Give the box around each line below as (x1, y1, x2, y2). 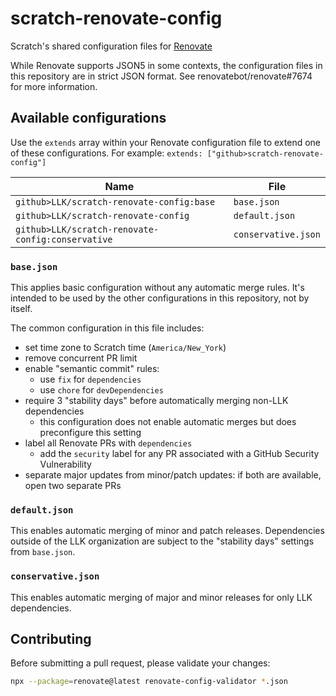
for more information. (10, 80, 98, 92)
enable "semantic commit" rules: (24, 363, 160, 375)
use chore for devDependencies (39, 384, 164, 396)
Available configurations (10, 110, 167, 127)
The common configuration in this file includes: (10, 322, 205, 334)
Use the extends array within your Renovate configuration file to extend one (10, 136, 321, 148)
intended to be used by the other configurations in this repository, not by (10, 292, 310, 304)
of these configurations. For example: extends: (10, 147, 203, 159)
